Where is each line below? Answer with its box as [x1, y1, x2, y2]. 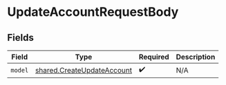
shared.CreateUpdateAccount [35, 65, 133, 75]
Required [138, 53, 169, 62]
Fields [7, 32, 35, 44]
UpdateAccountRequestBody [7, 4, 179, 20]
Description [176, 53, 216, 62]
